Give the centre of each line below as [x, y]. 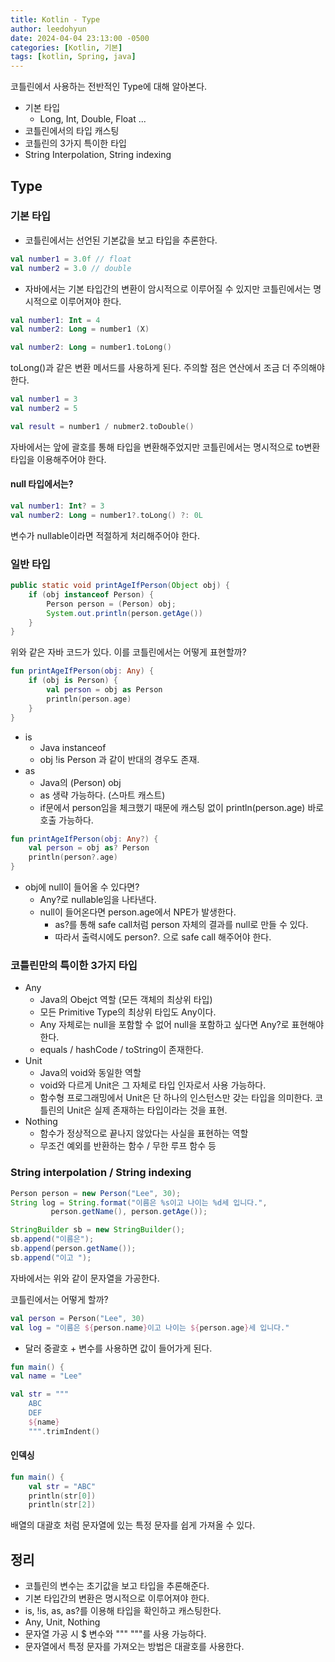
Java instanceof [73, 747]
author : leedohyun [48, 29]
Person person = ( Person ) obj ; [111, 604]
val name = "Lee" [46, 1376]
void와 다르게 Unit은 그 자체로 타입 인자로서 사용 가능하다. [153, 1085]
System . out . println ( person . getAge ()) [124, 613]
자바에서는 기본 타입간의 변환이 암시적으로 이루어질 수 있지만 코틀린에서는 [168, 288]
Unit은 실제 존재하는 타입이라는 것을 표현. [147, 1110]
